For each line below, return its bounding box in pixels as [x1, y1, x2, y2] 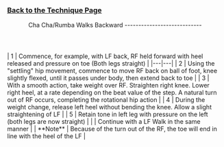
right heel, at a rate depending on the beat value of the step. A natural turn [7, 88, 217, 97]
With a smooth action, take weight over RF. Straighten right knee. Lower [7, 81, 210, 90]
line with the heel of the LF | [7, 132, 86, 140]
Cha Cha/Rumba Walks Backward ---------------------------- [28, 21, 202, 29]
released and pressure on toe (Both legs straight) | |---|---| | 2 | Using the [7, 59, 215, 68]
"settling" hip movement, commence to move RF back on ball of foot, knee [7, 67, 218, 75]
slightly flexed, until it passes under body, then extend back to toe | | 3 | [7, 74, 210, 82]
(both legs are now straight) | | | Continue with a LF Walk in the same [7, 118, 201, 126]
